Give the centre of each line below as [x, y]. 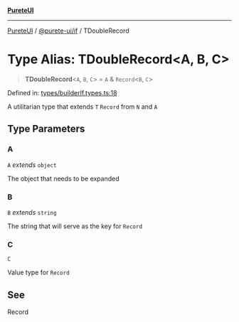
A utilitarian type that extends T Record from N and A [83, 107]
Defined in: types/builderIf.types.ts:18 [62, 92]
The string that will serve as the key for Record [75, 226]
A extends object [32, 165]
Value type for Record [38, 272]
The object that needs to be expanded [63, 178]
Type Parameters [46, 129]
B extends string [32, 212]
